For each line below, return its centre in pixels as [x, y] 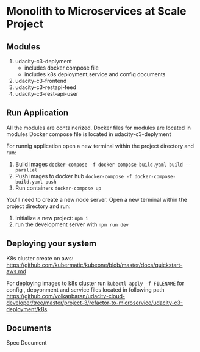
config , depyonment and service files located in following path [85, 289]
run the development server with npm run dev [72, 224]
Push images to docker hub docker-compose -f [73, 176]
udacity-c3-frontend [41, 81]
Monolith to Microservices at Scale [97, 11]
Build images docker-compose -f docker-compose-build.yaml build [99, 164]
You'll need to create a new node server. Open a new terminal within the [97, 199]
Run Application [37, 113]
